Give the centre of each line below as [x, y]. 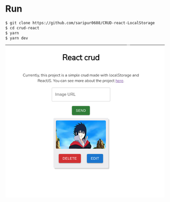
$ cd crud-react [22, 28]
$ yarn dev [17, 38]
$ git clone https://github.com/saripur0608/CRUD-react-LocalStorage [80, 23]
